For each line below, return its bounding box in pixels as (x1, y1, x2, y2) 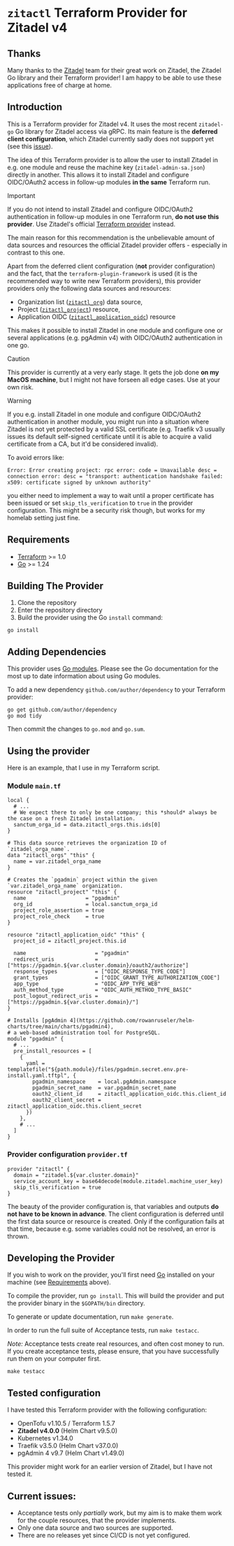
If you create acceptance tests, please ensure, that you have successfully (7, 1347, 219, 1356)
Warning (7, 396, 31, 405)
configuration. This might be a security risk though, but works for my (7, 506, 205, 515)
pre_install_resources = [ (13, 1047, 92, 1055)
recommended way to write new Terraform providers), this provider (7, 276, 201, 285)
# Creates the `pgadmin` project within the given (7, 876, 158, 884)
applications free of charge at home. (7, 81, 112, 89)
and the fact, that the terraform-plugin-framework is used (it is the (7, 269, 198, 278)
